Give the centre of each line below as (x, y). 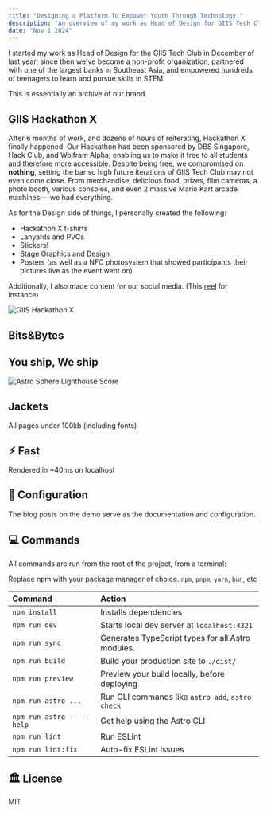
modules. (118, 648)
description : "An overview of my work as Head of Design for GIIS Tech (129, 23)
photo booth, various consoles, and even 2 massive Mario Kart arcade (123, 189)
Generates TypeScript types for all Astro (175, 638)
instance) (23, 295)
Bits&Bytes (36, 335)
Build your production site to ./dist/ (168, 661)
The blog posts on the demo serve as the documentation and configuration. (132, 514)
